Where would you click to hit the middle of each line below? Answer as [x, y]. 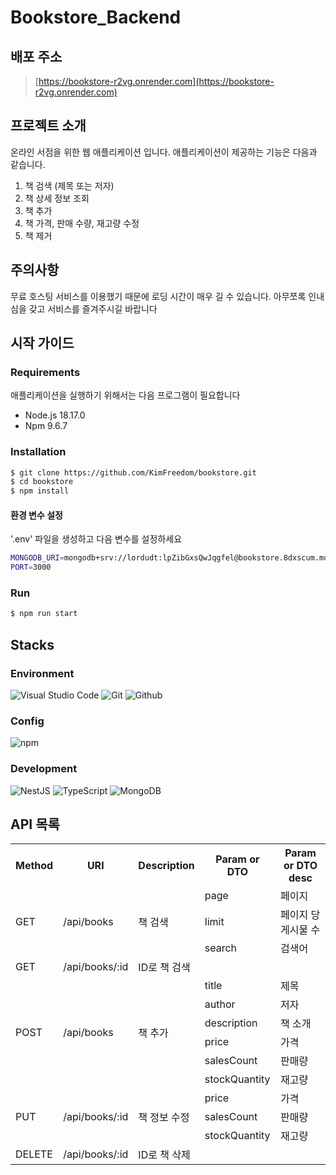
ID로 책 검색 [164, 968]
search [221, 948]
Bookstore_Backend [96, 17]
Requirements [45, 372]
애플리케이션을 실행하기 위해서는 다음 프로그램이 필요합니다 [125, 395]
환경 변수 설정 [36, 515]
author [220, 1004]
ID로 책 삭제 [164, 1155]
